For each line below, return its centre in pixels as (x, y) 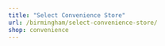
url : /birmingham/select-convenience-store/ (83, 23)
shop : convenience (38, 30)
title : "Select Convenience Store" (67, 15)
